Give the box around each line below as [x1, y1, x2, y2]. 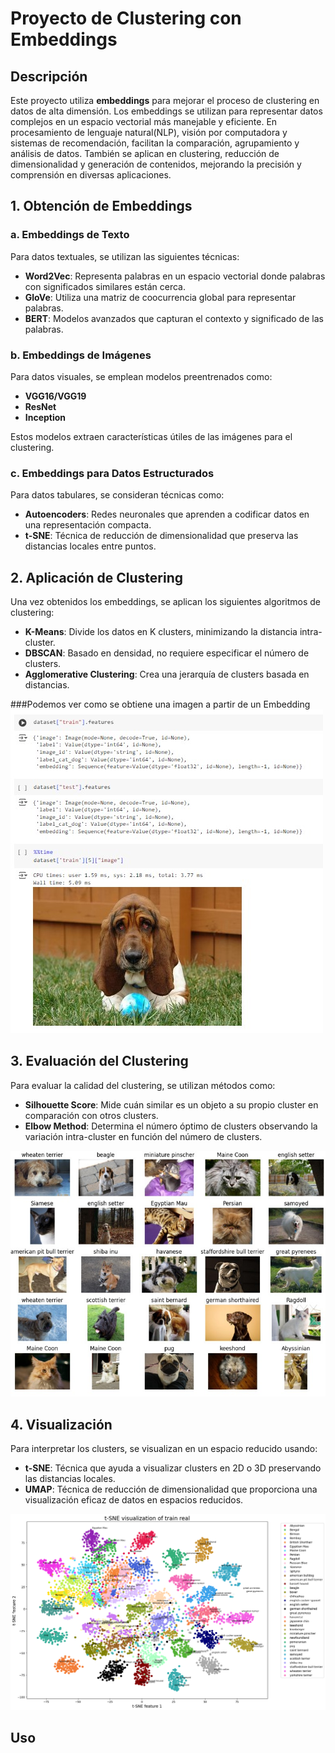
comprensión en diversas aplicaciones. [10, 169, 172, 181]
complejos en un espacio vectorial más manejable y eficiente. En [10, 116, 278, 127]
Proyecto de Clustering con [10, 7, 242, 30]
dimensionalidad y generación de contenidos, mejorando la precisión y [10, 158, 302, 170]
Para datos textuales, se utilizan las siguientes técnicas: [10, 250, 240, 262]
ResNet [24, 400, 57, 412]
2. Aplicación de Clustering [10, 569, 184, 586]
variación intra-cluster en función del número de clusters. [24, 1130, 263, 1142]
